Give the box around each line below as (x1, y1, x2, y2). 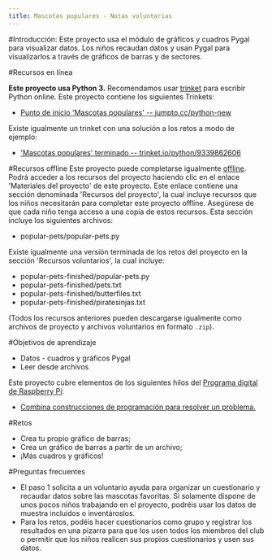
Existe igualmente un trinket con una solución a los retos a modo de (8, 123, 235, 133)
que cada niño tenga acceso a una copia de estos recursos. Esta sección (8, 207, 253, 216)
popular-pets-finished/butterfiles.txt (19, 288, 141, 298)
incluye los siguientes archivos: (8, 215, 114, 225)
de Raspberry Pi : (8, 386, 65, 395)
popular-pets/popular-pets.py (19, 231, 120, 241)
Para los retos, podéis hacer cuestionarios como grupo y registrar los (19, 517, 253, 526)
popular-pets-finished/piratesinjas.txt (19, 297, 146, 307)
